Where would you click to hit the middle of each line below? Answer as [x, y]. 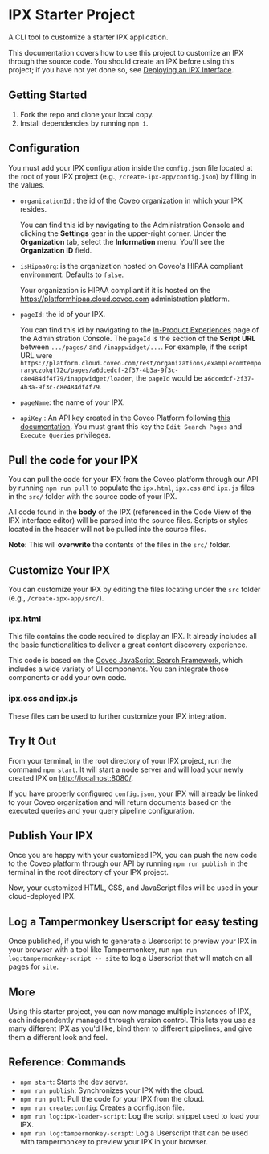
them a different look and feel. [58, 1037]
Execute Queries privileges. [65, 435]
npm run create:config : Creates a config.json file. [102, 1107]
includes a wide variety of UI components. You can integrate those [118, 669]
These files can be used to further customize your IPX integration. [117, 716]
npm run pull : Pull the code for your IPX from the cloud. [112, 1098]
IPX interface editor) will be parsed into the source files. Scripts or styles [128, 521]
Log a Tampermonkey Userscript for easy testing [133, 922]
